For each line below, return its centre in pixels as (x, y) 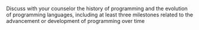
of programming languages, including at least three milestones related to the (99, 15)
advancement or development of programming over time (75, 21)
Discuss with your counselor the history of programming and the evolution (97, 9)
